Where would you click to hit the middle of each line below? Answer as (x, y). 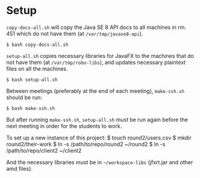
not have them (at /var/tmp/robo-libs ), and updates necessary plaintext (96, 62)
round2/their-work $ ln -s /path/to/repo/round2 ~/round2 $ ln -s (86, 144)
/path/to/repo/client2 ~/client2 (44, 150)
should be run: (24, 97)
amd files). (20, 168)
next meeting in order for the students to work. (64, 126)
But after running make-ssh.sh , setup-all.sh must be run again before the (97, 119)
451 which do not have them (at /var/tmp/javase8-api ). (75, 33)
